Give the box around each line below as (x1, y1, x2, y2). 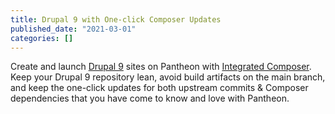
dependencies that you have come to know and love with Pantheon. (10, 92, 290, 105)
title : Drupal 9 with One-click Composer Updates (10, 14, 222, 25)
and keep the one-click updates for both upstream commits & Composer (10, 82, 309, 94)
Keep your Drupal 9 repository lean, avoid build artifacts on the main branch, (10, 71, 326, 83)
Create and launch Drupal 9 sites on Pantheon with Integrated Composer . (10, 61, 312, 73)
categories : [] (10, 33, 74, 43)
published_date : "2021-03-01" (10, 24, 137, 34)
